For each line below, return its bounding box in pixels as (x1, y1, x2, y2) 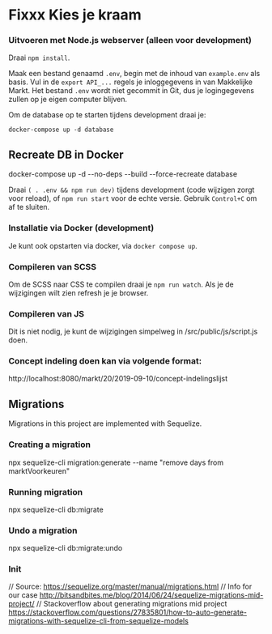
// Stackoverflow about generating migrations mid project (36, 599, 227, 609)
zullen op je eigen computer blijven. (8, 95, 128, 104)
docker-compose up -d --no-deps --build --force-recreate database (8, 169, 237, 179)
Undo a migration (8, 525, 79, 536)
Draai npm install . (8, 53, 70, 62)
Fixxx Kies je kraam (8, 6, 142, 24)
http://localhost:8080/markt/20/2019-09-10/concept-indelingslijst (8, 374, 228, 384)
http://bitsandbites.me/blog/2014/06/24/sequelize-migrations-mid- (39, 590, 264, 600)
